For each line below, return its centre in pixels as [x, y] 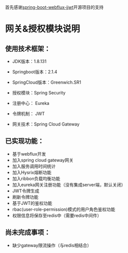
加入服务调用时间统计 [34, 166]
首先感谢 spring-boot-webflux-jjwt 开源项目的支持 [54, 7]
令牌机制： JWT [29, 114]
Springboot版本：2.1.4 [35, 72]
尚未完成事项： [28, 233]
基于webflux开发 [29, 154]
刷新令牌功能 [25, 197]
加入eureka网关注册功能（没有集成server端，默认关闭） [69, 185]
